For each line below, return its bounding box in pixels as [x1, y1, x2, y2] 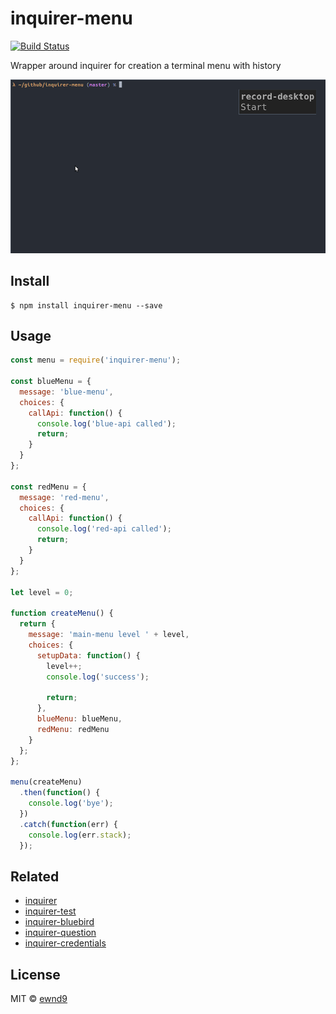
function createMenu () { [10, 608, 114, 619]
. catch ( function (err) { [19, 819, 118, 829]
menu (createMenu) [10, 777, 83, 787]
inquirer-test [24, 905, 77, 917]
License [10, 966, 61, 983]
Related [10, 868, 60, 885]
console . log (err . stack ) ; [28, 830, 132, 840]
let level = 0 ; [10, 587, 74, 597]
